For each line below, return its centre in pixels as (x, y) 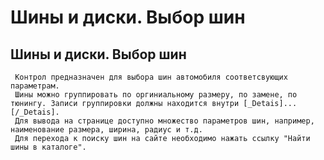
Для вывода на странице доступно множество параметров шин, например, (164, 121)
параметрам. (35, 86)
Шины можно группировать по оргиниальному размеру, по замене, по (156, 95)
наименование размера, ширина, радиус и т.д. (106, 130)
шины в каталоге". (48, 147)
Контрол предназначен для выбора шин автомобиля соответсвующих (151, 77)
